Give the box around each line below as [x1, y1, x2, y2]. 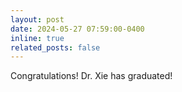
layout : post [10, 14, 65, 25]
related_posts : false [10, 42, 101, 53]
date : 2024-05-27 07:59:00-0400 [10, 24, 145, 34]
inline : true [10, 33, 65, 43]
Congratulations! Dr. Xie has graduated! [10, 70, 173, 82]
